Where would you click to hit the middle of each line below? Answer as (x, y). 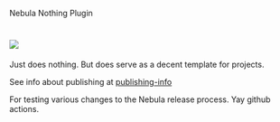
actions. (24, 108)
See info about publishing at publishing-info (91, 81)
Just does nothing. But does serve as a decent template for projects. (137, 64)
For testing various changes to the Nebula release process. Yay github (140, 99)
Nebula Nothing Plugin (51, 13)
